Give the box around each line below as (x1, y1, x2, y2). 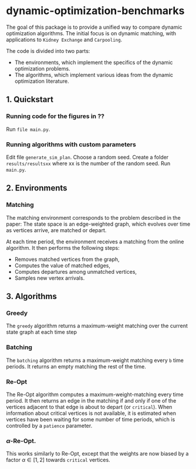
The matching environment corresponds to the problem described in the (6, 214, 181, 221)
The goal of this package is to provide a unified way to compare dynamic (6, 24, 183, 31)
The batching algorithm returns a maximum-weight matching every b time (6, 357, 184, 364)
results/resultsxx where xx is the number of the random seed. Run (6, 160, 171, 167)
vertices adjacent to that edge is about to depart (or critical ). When (6, 403, 173, 410)
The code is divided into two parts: (6, 47, 90, 54)
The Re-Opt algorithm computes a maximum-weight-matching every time (6, 391, 184, 398)
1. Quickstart (6, 95, 54, 105)
